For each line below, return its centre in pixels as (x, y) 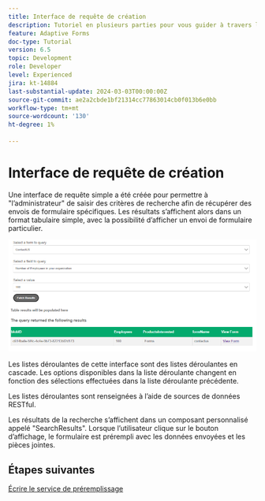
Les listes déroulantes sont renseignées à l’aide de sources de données (124, 396)
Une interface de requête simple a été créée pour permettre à (108, 195)
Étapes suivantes (52, 470)
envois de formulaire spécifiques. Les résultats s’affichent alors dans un (125, 211)
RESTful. (22, 405)
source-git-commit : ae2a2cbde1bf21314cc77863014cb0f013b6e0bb (112, 100)
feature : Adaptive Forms (49, 33)
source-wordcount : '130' (49, 117)
